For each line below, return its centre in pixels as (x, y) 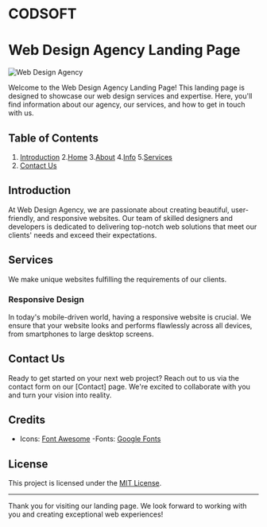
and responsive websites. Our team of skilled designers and (135, 218)
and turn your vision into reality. (60, 395)
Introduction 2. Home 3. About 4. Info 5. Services (96, 157)
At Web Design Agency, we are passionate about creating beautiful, (119, 209)
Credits (27, 420)
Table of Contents (54, 138)
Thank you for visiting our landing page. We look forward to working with (128, 506)
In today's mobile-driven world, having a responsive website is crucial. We (130, 317)
